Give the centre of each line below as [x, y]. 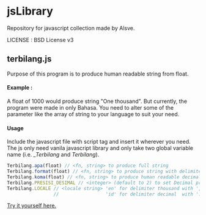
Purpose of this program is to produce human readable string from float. [98, 74]
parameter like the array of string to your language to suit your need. [93, 114]
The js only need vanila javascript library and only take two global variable [100, 148]
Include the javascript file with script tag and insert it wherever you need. [99, 142]
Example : [20, 88]
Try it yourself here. [32, 206]
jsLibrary [30, 11]
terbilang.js [29, 59]
